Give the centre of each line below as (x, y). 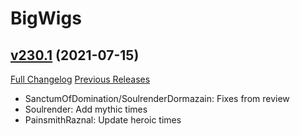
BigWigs (46, 18)
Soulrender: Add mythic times (86, 109)
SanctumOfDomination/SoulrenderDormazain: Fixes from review (157, 98)
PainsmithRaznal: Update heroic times (103, 120)
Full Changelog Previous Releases (80, 79)
